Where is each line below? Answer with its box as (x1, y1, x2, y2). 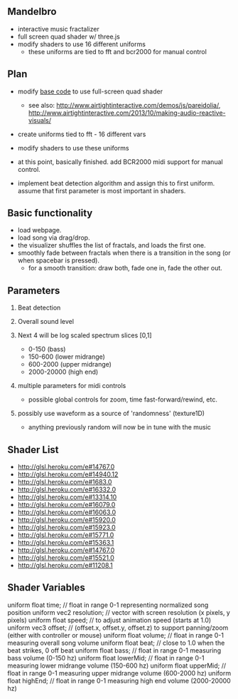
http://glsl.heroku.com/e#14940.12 (17, 470, 119, 479)
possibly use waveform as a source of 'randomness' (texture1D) (17, 409, 205, 418)
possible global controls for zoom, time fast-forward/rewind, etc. (28, 395, 218, 404)
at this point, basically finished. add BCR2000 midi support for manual (17, 157, 223, 166)
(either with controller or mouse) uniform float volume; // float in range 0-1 (7, 631, 224, 639)
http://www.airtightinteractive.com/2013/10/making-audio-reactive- (28, 108, 226, 117)
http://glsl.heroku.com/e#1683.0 (17, 478, 112, 486)
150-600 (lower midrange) (28, 352, 105, 361)
